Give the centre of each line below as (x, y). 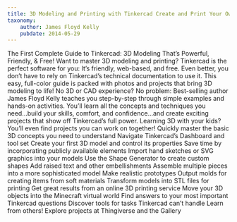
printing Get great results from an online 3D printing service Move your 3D (115, 188)
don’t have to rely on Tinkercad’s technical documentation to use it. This (112, 76)
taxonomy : (22, 20)
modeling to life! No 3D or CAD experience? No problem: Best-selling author (118, 91)
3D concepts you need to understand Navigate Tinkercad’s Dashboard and (116, 136)
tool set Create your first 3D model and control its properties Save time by (115, 143)
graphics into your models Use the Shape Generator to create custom (108, 159)
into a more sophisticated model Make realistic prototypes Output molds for (117, 173)
